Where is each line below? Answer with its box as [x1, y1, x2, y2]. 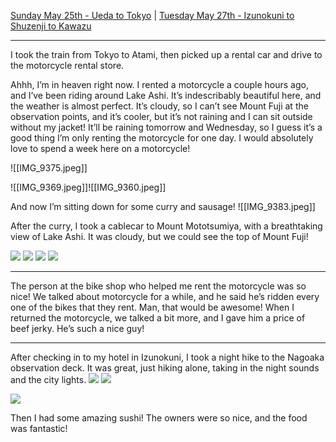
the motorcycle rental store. [10, 60, 125, 71]
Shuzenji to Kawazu [10, 20, 92, 32]
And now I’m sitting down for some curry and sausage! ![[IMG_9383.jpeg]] [10, 201, 316, 212]
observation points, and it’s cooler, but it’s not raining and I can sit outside [10, 111, 313, 122]
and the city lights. [10, 374, 87, 385]
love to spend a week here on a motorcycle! [10, 143, 191, 154]
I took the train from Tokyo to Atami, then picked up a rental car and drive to [10, 49, 323, 60]
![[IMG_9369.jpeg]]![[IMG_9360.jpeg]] [10, 181, 167, 193]
